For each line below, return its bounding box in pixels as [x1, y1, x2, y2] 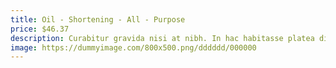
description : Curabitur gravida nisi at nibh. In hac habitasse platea [10, 33, 315, 43]
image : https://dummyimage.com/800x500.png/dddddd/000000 [10, 42, 257, 53]
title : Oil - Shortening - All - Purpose [10, 14, 186, 25]
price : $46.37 [10, 24, 70, 34]
